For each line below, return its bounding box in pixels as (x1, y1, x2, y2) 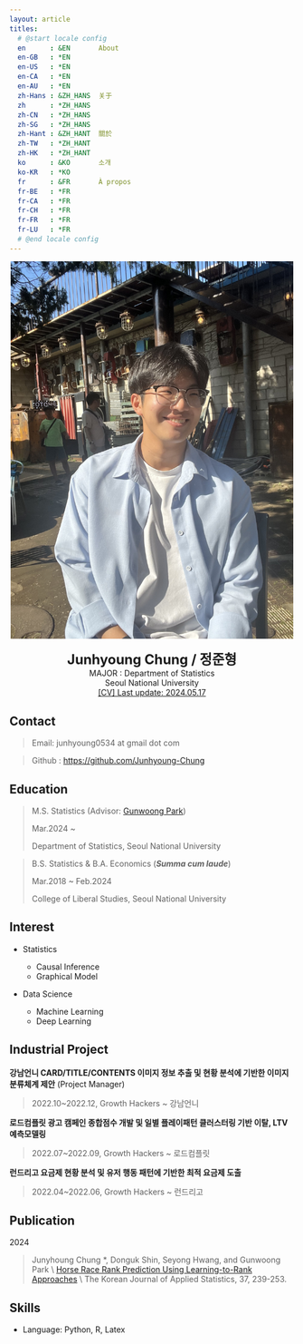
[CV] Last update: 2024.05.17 (98, 687, 206, 698)
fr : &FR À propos (17, 177, 131, 186)
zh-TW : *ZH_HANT (17, 139, 91, 149)
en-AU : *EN (17, 82, 71, 91)
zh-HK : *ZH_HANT (17, 149, 91, 158)
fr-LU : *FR (17, 225, 71, 235)
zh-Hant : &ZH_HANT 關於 (17, 130, 113, 139)
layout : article (9, 15, 71, 24)
